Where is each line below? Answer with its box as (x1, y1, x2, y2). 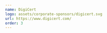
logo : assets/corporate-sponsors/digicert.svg (5, 12, 103, 16)
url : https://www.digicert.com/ (5, 16, 71, 21)
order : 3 (5, 20, 23, 26)
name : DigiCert (5, 7, 36, 12)
